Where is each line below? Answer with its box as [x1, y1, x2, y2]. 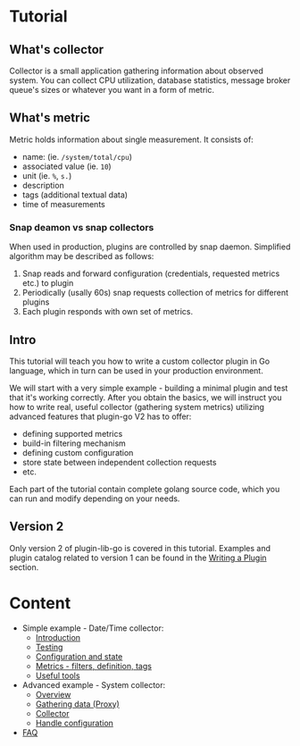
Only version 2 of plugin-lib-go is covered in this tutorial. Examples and [9, 542, 271, 553]
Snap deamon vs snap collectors [9, 221, 154, 233]
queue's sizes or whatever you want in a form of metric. [9, 85, 214, 95]
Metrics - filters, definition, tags [35, 660, 152, 671]
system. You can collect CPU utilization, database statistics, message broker [9, 75, 291, 86]
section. [9, 561, 39, 573]
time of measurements [21, 198, 105, 209]
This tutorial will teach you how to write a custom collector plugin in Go [9, 356, 271, 366]
